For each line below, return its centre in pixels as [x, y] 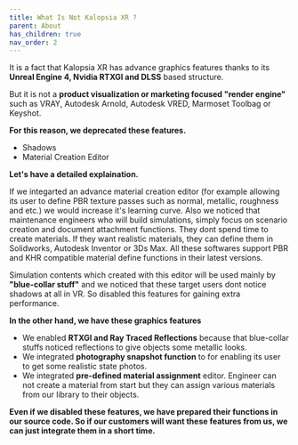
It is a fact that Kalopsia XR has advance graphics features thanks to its [139, 68]
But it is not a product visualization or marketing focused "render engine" [148, 94]
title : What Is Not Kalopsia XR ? [73, 17]
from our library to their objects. [81, 395]
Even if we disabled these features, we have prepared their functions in [144, 412]
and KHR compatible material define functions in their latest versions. [136, 258]
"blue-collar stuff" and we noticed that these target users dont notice [138, 285]
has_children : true [45, 34]
